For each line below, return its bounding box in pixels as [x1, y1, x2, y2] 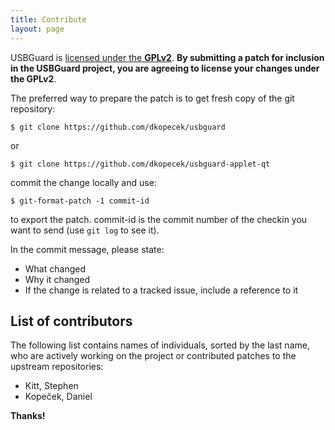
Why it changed [24, 273, 91, 285]
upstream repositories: [10, 361, 104, 373]
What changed [24, 262, 86, 275]
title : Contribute [10, 14, 87, 25]
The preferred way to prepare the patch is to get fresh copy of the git [10, 92, 295, 104]
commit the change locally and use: [10, 176, 157, 188]
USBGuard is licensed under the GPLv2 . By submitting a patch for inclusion [10, 51, 325, 63]
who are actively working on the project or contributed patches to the [10, 350, 297, 362]
